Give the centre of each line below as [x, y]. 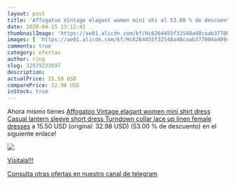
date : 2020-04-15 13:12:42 [47, 27]
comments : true [29, 46]
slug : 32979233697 [34, 66]
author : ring [26, 59]
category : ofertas [34, 53]
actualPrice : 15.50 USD [42, 79]
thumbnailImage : [31, 33]
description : [26, 72]
